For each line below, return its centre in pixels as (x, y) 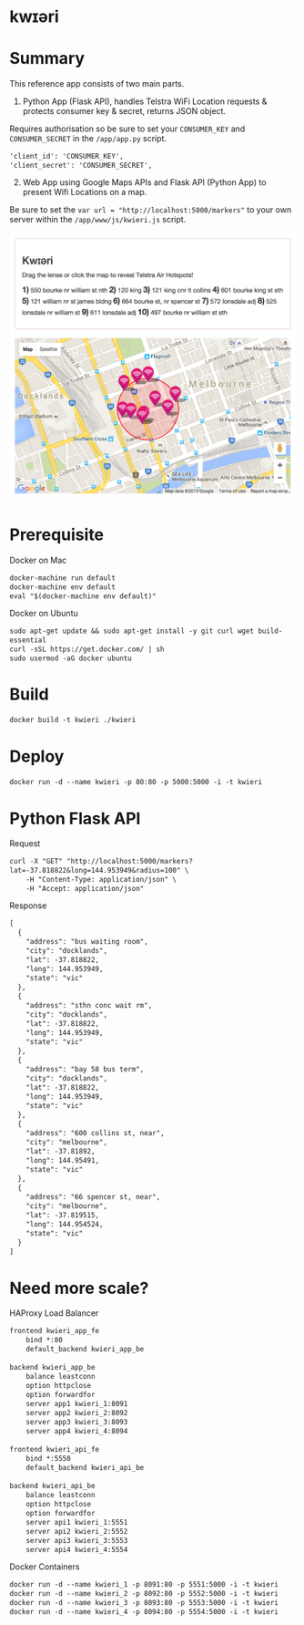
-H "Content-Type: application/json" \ (101, 880)
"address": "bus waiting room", (87, 942)
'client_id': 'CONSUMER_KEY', (67, 157)
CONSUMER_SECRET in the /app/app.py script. (88, 139)
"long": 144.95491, (63, 1161)
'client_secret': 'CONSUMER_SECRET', (81, 166)
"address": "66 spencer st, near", (93, 1197)
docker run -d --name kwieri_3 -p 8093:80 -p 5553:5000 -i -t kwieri (144, 1603)
